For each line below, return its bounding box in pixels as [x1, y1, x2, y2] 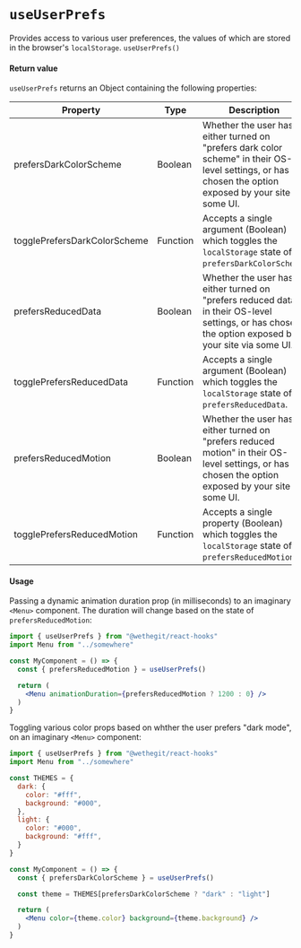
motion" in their [202, 447, 268, 459]
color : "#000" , [25, 823, 82, 833]
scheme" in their [202, 152, 271, 165]
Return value [9, 63, 58, 74]
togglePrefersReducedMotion [13, 528, 139, 541]
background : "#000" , [25, 798, 102, 808]
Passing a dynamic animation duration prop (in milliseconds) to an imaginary [9, 596, 291, 606]
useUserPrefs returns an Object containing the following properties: [9, 83, 257, 93]
